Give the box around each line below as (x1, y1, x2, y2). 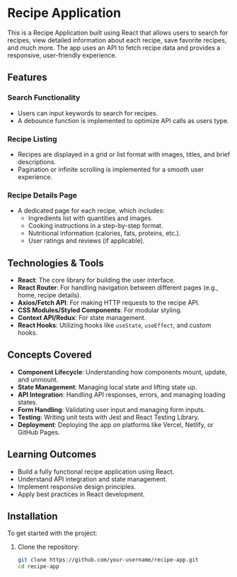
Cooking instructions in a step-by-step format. (28, 222, 163, 230)
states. (17, 398, 37, 406)
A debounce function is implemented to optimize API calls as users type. (17, 116, 229, 125)
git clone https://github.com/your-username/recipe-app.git (17, 556, 199, 564)
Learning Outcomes (7, 448, 97, 461)
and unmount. (17, 375, 59, 384)
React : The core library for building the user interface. (17, 276, 175, 285)
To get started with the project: (7, 529, 98, 537)
